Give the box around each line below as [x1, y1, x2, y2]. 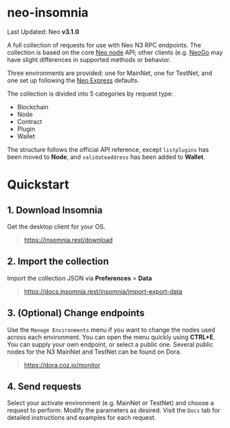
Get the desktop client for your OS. [7, 222, 106, 231]
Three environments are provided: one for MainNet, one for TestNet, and [7, 69, 213, 77]
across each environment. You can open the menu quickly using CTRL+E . [7, 332, 216, 341]
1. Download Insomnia [7, 204, 103, 216]
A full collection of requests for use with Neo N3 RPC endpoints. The [7, 41, 201, 49]
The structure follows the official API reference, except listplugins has [7, 145, 209, 153]
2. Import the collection [7, 256, 109, 268]
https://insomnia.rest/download [23, 235, 113, 244]
